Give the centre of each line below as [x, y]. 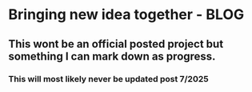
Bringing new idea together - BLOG [126, 15]
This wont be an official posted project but [116, 44]
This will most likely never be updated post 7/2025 [109, 79]
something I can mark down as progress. [112, 56]
